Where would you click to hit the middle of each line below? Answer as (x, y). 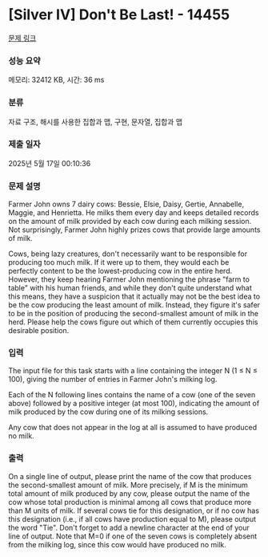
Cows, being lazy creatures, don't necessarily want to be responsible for (128, 254)
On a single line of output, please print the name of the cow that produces (130, 476)
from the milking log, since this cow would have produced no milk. (117, 544)
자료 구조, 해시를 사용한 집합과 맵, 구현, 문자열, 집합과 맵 (95, 121)
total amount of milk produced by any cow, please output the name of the (129, 493)
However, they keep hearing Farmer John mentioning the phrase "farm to (129, 279)
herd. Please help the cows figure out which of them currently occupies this (133, 322)
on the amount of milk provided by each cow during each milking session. (130, 222)
